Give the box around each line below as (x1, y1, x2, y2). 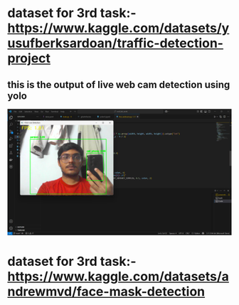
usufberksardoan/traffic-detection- (7, 36, 224, 51)
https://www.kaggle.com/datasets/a (7, 268, 230, 284)
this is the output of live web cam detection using (7, 78, 230, 90)
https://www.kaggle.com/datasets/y (7, 20, 230, 36)
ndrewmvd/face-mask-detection (7, 283, 206, 299)
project (7, 50, 51, 67)
